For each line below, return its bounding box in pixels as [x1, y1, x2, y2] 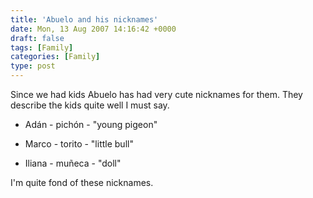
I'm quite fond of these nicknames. [10, 177, 154, 188]
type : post [10, 61, 56, 71]
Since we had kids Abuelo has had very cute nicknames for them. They [10, 89, 303, 100]
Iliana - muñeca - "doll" [24, 157, 122, 169]
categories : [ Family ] [10, 52, 101, 62]
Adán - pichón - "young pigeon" [24, 119, 158, 130]
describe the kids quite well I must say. [10, 99, 170, 111]
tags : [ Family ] [10, 42, 74, 53]
